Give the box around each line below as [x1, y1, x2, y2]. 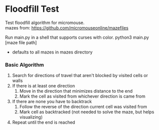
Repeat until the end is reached [12, 119, 75, 126]
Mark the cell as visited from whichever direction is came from [19, 93, 146, 99]
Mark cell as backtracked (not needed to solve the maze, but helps [19, 109, 155, 115]
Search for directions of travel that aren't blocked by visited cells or [12, 73, 148, 78]
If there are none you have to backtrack [12, 99, 92, 104]
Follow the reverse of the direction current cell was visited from [19, 104, 147, 110]
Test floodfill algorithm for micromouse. [5, 20, 85, 26]
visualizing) [19, 114, 43, 120]
